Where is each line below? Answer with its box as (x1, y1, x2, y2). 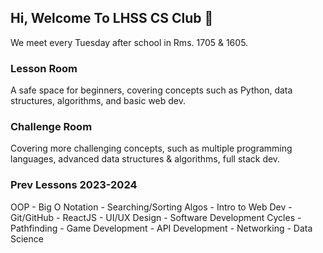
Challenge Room (10, 120, 93, 134)
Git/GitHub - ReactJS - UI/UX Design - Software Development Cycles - (10, 211, 302, 223)
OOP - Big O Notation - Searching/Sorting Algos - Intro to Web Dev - (10, 201, 293, 213)
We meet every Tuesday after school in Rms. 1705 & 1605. (10, 36, 249, 48)
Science (10, 232, 44, 245)
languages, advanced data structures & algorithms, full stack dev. (10, 153, 281, 165)
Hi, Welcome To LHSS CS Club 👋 (10, 10, 214, 27)
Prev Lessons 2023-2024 (10, 178, 138, 192)
